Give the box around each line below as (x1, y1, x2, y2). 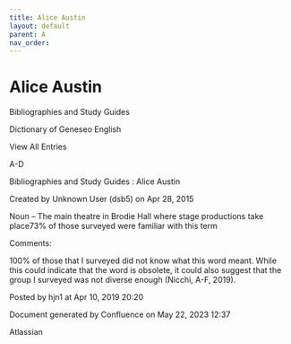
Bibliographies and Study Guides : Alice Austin (9, 176, 181, 187)
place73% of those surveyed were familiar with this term (9, 221, 218, 232)
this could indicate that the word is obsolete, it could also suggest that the (9, 265, 282, 276)
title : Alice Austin (9, 13, 87, 22)
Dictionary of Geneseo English (9, 124, 122, 135)
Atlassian (9, 327, 43, 338)
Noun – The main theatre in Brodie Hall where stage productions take (9, 211, 264, 222)
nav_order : (9, 38, 50, 48)
